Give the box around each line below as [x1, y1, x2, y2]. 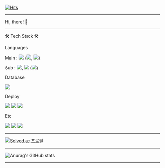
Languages [5, 45, 28, 50]
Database [5, 74, 25, 80]
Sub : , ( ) [5, 65, 38, 71]
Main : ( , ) [5, 55, 41, 61]
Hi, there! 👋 [5, 19, 28, 25]
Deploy [5, 94, 20, 99]
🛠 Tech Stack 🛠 [5, 34, 39, 39]
